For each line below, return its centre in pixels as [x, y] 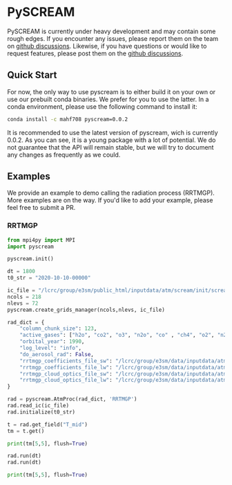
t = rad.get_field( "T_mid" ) [48, 424]
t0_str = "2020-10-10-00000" [49, 278]
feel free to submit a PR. [41, 208]
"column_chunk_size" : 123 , [58, 329]
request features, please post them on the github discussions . [95, 53]
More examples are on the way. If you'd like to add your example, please [110, 200]
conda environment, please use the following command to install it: [103, 106]
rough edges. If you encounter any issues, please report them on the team [113, 38]
